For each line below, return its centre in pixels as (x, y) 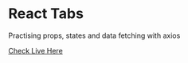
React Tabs (46, 14)
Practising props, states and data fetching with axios (94, 35)
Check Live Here (36, 50)
